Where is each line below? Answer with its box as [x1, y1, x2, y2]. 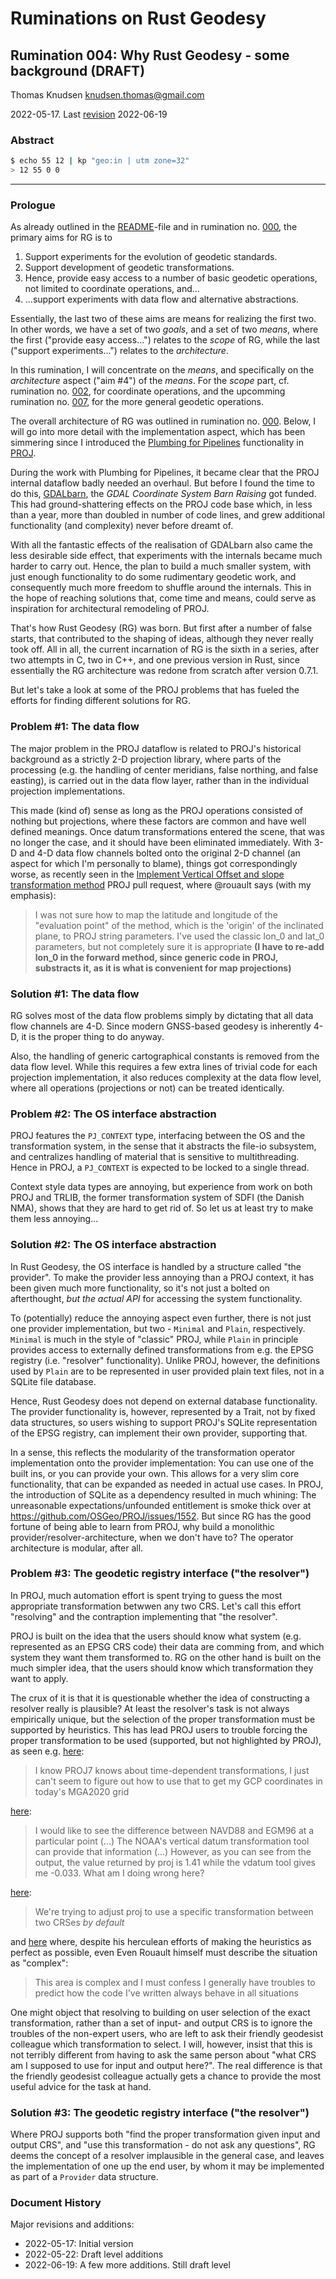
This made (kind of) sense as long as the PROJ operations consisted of [10, 804, 303, 816]
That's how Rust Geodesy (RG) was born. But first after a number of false [10, 622, 313, 634]
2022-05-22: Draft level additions [24, 2248, 164, 2261]
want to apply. [10, 1672, 69, 1684]
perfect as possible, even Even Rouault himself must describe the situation [10, 1946, 318, 1958]
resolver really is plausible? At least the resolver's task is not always [10, 1702, 290, 1714]
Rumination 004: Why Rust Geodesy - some [10, 47, 290, 64]
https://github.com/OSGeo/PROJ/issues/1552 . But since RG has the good [10, 1510, 312, 1522]
